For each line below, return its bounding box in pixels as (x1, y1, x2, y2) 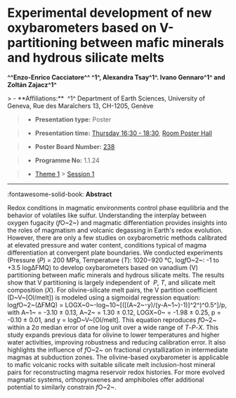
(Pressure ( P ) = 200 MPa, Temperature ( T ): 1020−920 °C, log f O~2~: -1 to (7, 255, 220, 264)
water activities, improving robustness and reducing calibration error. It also (7, 338, 226, 346)
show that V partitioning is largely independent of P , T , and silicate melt (7, 278, 216, 286)
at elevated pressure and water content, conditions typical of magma (7, 240, 207, 249)
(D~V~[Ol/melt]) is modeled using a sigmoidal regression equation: (7, 293, 201, 302)
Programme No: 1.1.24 (34, 156, 100, 165)
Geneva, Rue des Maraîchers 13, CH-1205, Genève (7, 101, 154, 110)
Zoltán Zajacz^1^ (7, 80, 58, 89)
